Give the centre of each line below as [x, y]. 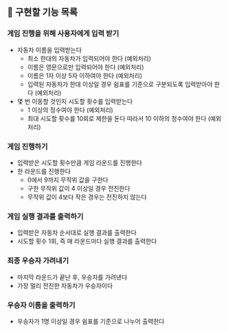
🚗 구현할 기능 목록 [42, 12]
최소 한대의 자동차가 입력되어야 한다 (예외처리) [89, 58]
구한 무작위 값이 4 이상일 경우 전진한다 [79, 188]
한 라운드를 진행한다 [44, 171]
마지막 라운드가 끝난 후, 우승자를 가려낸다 [72, 277]
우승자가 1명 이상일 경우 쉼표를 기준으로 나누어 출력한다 [91, 321]
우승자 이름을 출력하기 [41, 305]
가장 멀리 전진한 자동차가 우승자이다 [65, 285]
